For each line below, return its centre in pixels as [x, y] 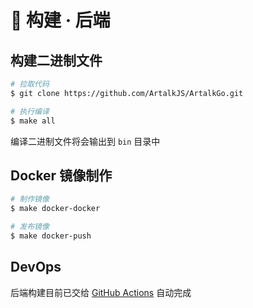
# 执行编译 [30, 111]
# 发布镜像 [30, 227]
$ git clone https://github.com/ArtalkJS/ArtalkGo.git [127, 93]
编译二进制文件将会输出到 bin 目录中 [85, 141]
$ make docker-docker [55, 209]
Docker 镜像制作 [61, 175]
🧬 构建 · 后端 [60, 20]
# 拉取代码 [30, 84]
